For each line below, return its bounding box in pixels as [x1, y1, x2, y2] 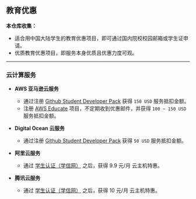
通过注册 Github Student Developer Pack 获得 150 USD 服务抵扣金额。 [23, 98, 190, 105]
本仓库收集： [6, 22, 37, 29]
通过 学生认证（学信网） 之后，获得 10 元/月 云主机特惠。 [23, 187, 160, 194]
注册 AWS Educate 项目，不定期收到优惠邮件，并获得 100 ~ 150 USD [23, 105, 187, 112]
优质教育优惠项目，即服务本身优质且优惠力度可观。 [14, 49, 138, 56]
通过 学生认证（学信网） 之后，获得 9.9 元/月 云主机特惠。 [23, 162, 163, 169]
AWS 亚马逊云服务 [14, 85, 60, 92]
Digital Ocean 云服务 [14, 125, 65, 132]
